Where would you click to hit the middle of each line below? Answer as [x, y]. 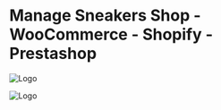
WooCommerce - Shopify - [111, 34]
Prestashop [53, 54]
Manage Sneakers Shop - [105, 16]
